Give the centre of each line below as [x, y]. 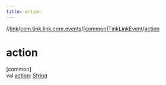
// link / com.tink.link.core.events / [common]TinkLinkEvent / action [83, 29]
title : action [24, 12]
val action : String [27, 75]
